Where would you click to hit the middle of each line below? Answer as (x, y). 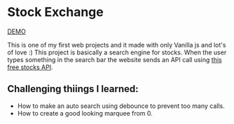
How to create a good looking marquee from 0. (85, 113)
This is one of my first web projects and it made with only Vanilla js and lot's (117, 45)
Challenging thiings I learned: (73, 89)
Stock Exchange (55, 12)
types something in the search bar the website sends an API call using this (115, 59)
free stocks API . (30, 67)
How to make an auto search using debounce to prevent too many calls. (121, 106)
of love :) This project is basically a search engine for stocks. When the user (117, 52)
